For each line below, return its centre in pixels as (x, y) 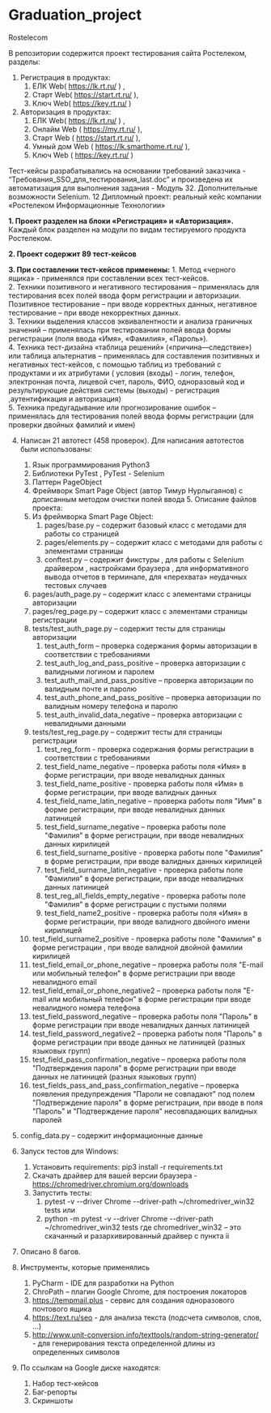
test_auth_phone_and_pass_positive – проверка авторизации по (152, 697)
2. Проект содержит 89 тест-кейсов (73, 254)
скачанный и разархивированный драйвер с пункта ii (137, 1235)
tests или (59, 1209)
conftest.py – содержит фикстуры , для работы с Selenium (144, 559)
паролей (47, 1119)
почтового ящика (62, 1308)
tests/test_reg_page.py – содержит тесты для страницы (127, 732)
